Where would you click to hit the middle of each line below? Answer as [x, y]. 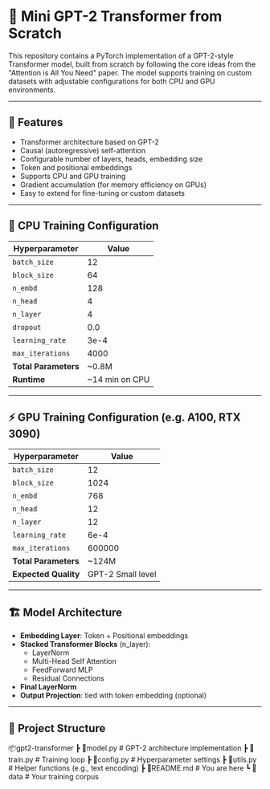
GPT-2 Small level [122, 575]
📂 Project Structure [57, 728]
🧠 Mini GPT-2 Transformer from [115, 16]
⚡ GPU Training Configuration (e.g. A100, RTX [125, 417]
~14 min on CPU [119, 379]
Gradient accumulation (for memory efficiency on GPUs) [113, 185]
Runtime [29, 379]
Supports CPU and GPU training [73, 176]
